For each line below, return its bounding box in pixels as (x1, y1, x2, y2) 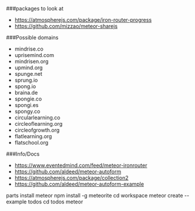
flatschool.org (14, 139, 49, 146)
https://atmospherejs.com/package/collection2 (14, 175, 129, 181)
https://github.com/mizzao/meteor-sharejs (14, 23, 118, 29)
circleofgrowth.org (14, 126, 60, 133)
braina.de (14, 89, 38, 96)
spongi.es (14, 102, 39, 108)
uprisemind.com (14, 52, 55, 58)
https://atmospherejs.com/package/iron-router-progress (14, 16, 152, 23)
